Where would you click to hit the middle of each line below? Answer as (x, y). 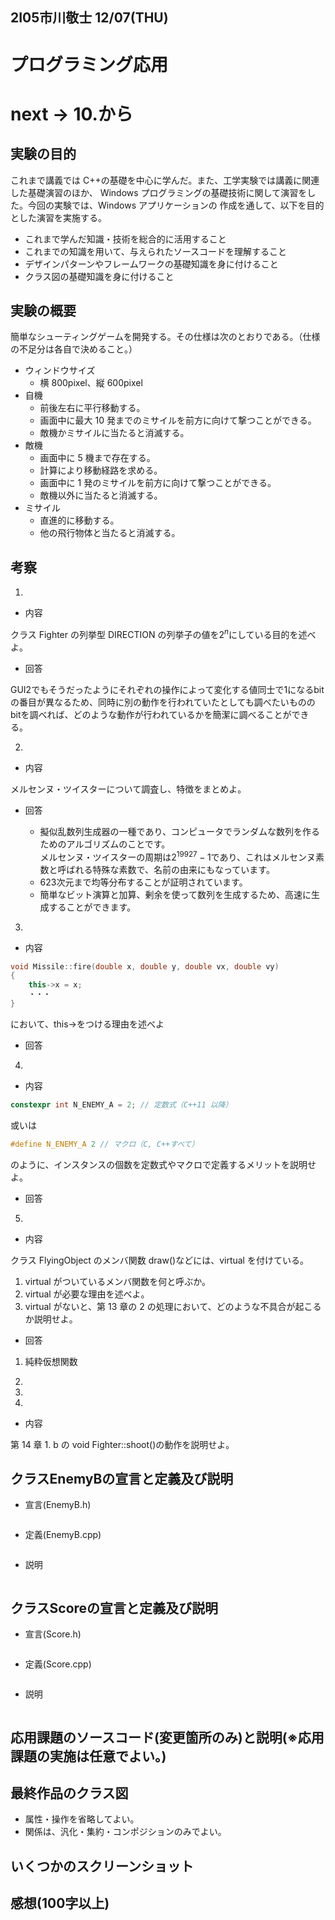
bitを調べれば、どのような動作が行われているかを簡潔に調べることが (151, 714)
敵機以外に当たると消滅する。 (101, 495)
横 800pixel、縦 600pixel (91, 383)
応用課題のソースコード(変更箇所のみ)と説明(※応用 (167, 1737)
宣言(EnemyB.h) (58, 1505)
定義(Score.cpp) (58, 1664)
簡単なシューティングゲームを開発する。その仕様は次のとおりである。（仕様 (165, 337)
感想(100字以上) (60, 1903)
